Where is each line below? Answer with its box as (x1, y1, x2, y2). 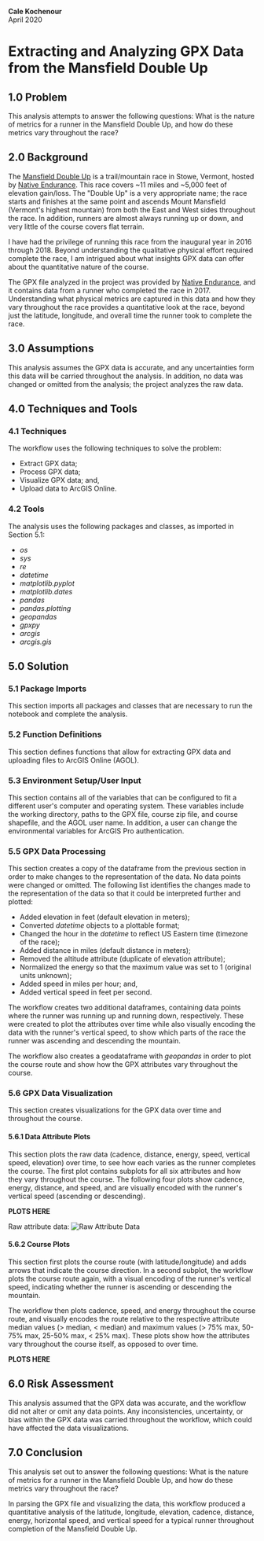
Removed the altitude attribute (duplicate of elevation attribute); (19, 954, 225, 964)
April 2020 (8, 15, 43, 24)
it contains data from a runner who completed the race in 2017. (8, 285, 211, 295)
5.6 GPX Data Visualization (8, 1088, 113, 1099)
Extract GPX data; (19, 459, 78, 469)
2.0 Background (8, 151, 89, 164)
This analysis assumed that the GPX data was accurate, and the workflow (8, 1398, 247, 1407)
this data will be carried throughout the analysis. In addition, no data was (8, 371, 244, 381)
